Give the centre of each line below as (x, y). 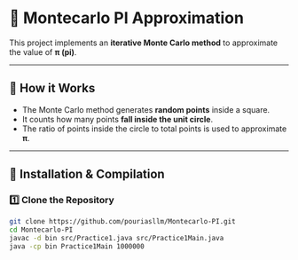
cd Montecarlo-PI (41, 230)
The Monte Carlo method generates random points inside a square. (146, 109)
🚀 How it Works (52, 88)
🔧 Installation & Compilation (87, 174)
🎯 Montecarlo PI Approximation (126, 18)
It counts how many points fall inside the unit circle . (118, 119)
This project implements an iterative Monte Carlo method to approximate (144, 43)
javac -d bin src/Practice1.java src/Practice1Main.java (117, 239)
